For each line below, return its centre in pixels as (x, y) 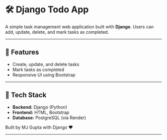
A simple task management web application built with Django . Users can (80, 27)
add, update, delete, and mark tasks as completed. (57, 32)
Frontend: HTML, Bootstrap (41, 112)
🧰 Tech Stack (26, 95)
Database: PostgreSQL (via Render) (49, 118)
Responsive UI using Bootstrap (44, 74)
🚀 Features (22, 52)
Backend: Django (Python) (40, 107)
